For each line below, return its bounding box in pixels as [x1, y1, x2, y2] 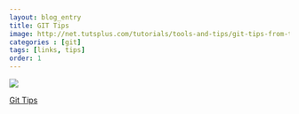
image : [9, 29, 34, 38]
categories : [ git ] [9, 37, 82, 47]
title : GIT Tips [9, 21, 69, 30]
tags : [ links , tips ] [9, 46, 86, 55]
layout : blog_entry [9, 12, 82, 22]
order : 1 [9, 54, 42, 63]
